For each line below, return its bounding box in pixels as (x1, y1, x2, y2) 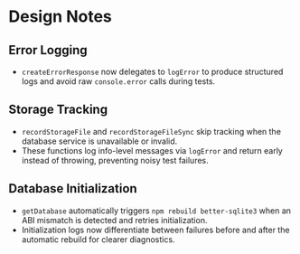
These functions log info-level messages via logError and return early (21, 145, 284, 155)
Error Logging (8, 42, 88, 58)
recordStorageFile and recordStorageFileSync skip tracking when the (21, 126, 282, 136)
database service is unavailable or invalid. (21, 136, 178, 146)
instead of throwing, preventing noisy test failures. (21, 155, 209, 165)
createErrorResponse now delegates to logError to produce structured (21, 66, 284, 77)
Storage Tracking (8, 102, 108, 118)
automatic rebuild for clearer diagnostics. (21, 233, 175, 245)
